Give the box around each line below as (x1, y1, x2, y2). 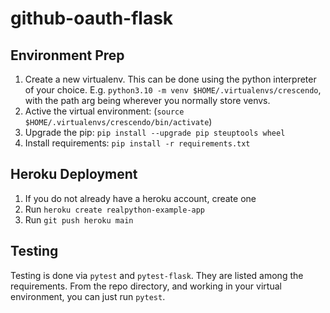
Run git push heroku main (24, 213, 134, 226)
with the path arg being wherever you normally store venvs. (24, 95, 271, 106)
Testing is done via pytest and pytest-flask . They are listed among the (10, 269, 304, 281)
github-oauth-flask (10, 7, 174, 30)
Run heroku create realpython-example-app (24, 203, 206, 215)
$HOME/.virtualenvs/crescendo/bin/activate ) (24, 116, 213, 127)
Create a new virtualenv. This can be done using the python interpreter (24, 73, 317, 85)
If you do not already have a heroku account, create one (24, 192, 257, 204)
